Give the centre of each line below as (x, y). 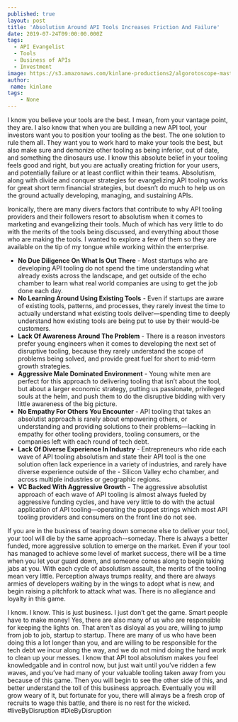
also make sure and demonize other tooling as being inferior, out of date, (113, 150)
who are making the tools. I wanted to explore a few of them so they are (112, 239)
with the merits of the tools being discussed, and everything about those (113, 232)
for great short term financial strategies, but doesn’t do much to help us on (116, 188)
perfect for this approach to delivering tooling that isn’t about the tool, (119, 381)
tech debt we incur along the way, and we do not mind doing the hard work (117, 650)
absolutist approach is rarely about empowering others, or (102, 419)
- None (30, 100)
